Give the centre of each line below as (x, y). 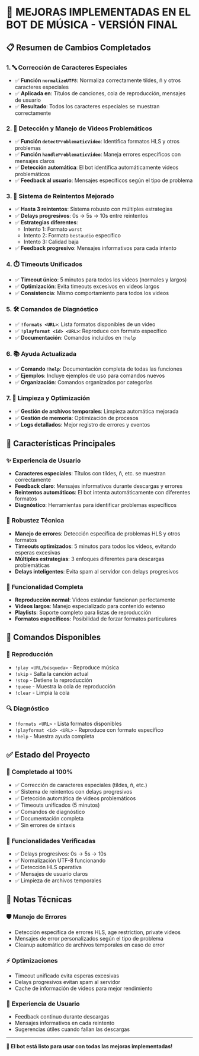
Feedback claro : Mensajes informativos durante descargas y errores (99, 486)
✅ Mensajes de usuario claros (51, 873)
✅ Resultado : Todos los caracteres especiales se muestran (87, 106)
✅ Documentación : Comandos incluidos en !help (75, 338)
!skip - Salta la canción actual (52, 673)
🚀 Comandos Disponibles (54, 637)
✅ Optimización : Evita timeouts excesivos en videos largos (87, 286)
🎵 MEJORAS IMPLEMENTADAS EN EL (99, 12)
